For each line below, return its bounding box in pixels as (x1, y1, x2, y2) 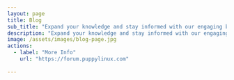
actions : (7, 42, 33, 49)
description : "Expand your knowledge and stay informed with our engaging (7, 29, 229, 37)
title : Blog (7, 17, 42, 24)
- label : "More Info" (13, 49, 77, 56)
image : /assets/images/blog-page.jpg (7, 36, 117, 43)
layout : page (7, 10, 45, 17)
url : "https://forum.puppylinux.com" (19, 56, 130, 63)
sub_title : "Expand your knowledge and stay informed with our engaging (7, 23, 223, 30)
